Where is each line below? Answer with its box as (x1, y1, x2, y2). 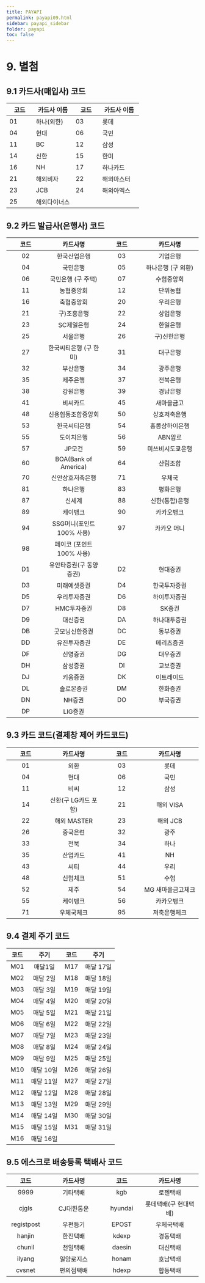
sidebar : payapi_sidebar (6, 20, 70, 26)
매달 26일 (85, 1065, 112, 1074)
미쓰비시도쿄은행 (147, 444, 193, 453)
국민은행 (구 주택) (49, 274, 98, 283)
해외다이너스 (35, 198, 70, 207)
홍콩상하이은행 (149, 421, 190, 430)
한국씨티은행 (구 (48, 344, 92, 352)
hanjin (16, 1232, 35, 1240)
